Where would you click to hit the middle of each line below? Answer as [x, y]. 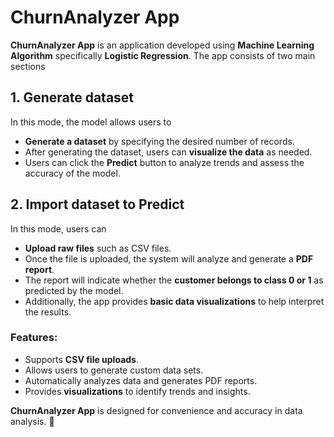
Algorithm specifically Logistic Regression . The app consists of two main [163, 55]
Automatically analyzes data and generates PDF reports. [141, 380]
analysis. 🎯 [32, 421]
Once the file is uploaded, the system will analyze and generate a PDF [169, 258]
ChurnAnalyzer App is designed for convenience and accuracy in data [156, 410]
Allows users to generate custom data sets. [114, 370]
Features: [34, 338]
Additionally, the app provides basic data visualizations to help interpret [174, 301]
